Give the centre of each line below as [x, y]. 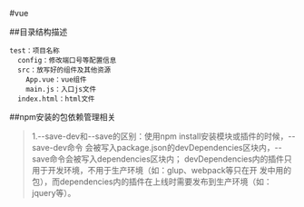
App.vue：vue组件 [56, 80]
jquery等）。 [54, 193]
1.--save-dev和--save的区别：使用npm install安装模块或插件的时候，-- [163, 136]
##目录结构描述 [39, 32]
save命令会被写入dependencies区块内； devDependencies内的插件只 [162, 159]
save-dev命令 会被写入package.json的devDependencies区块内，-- [157, 148]
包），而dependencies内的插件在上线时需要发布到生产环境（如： [152, 182]
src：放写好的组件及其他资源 [64, 70]
